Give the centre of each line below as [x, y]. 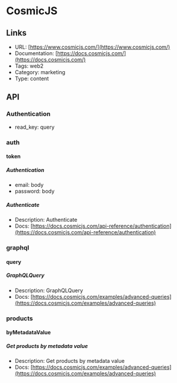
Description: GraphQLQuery [49, 290]
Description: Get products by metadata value [69, 361]
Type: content [32, 79]
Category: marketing [40, 72]
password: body [34, 191]
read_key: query [34, 127]
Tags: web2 [29, 66]
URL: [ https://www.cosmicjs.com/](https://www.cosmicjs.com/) [92, 47]
